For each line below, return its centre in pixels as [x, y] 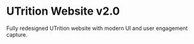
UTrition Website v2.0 [63, 11]
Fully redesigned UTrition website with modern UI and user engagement [97, 28]
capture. [17, 34]
